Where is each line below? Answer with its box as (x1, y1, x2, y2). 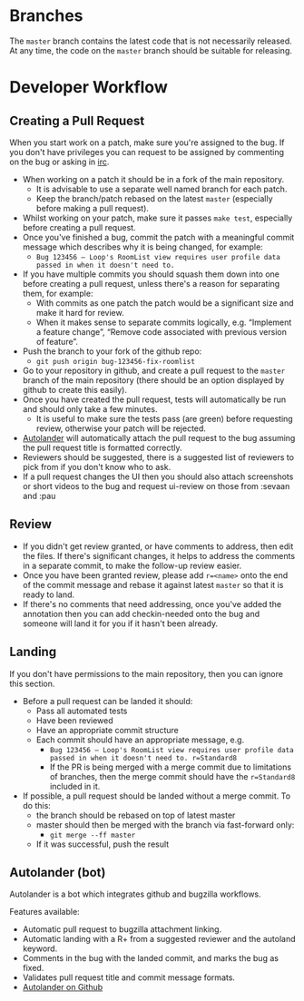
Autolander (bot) (9, 864, 106, 880)
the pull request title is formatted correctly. (22, 442, 183, 453)
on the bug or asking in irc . (9, 156, 110, 167)
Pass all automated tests (35, 705, 128, 716)
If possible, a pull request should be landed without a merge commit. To (22, 790, 291, 801)
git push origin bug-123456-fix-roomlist (35, 357, 195, 366)
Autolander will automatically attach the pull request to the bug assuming (22, 432, 296, 443)
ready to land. (22, 589, 75, 600)
